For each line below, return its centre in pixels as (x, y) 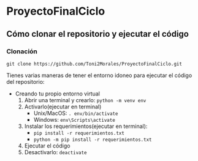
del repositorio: (25, 81)
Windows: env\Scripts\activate (74, 119)
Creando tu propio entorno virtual (57, 94)
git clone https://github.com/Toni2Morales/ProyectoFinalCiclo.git (94, 64)
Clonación (22, 51)
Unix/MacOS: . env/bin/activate (76, 113)
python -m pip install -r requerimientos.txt (93, 140)
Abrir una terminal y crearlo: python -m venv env (85, 100)
